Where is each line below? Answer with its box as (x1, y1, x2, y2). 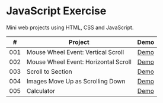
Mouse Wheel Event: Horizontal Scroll (26, 58, 132, 66)
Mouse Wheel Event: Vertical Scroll (26, 48, 124, 56)
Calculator (26, 86, 55, 95)
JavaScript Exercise (6, 4, 107, 18)
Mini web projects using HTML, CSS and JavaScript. (6, 24, 134, 31)
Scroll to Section (26, 67, 72, 76)
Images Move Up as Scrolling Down (26, 77, 126, 85)
